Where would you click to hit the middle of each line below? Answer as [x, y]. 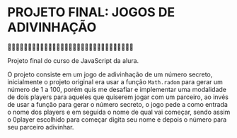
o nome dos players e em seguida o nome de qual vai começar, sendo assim [119, 112]
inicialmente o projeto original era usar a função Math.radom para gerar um [115, 81]
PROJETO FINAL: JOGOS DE [91, 12]
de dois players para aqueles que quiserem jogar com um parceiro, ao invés [118, 97]
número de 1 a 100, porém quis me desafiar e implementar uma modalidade [117, 89]
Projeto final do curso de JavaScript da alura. [73, 60]
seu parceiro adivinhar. [41, 127]
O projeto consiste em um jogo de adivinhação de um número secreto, [110, 74]
